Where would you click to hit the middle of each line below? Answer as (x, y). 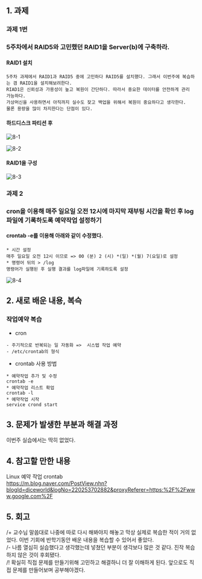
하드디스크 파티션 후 (30, 123)
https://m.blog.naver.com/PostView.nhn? (57, 483)
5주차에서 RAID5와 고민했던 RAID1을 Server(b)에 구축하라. (88, 47)
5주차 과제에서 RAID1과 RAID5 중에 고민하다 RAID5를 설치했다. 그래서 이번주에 (93, 77)
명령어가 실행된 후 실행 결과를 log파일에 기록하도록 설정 (67, 269)
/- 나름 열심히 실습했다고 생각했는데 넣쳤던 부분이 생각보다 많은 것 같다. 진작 (95, 548)
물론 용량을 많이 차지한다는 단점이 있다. (49, 109)
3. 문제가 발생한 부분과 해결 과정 (62, 424)
